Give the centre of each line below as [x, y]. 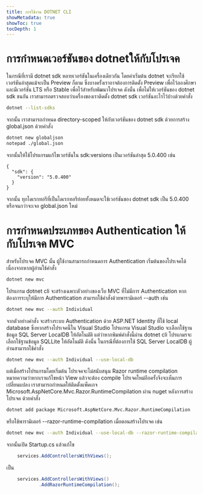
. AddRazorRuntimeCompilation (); [79, 485]
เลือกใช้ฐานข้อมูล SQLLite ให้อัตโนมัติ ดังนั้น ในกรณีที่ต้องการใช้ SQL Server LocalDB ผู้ [99, 341]
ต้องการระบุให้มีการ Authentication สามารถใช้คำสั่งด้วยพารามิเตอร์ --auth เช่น [87, 298]
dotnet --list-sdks [31, 108]
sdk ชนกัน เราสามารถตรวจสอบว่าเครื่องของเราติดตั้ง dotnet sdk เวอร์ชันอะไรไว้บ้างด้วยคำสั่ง [99, 96]
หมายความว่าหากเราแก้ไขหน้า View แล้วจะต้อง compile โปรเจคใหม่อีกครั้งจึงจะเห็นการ [94, 378]
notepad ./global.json [35, 143]
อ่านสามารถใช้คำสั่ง [25, 348]
